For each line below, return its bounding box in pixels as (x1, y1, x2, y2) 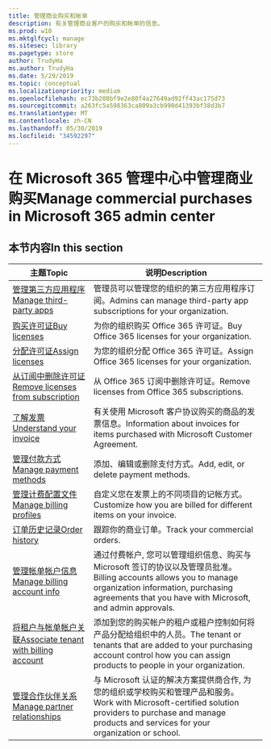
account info (12, 586, 60, 597)
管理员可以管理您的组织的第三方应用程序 (93, 282, 248, 294)
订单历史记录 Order (12, 524, 83, 535)
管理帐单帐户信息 (12, 565, 78, 576)
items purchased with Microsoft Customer (93, 429, 252, 440)
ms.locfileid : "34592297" (8, 132, 95, 140)
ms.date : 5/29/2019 (8, 72, 74, 80)
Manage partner (12, 701, 74, 712)
